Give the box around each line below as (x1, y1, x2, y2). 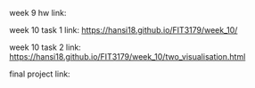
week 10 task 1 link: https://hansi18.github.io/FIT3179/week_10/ (9, 25, 238, 35)
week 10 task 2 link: (9, 42, 82, 52)
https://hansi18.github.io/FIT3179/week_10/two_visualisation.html (9, 52, 246, 61)
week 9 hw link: (9, 8, 67, 18)
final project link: (9, 68, 70, 79)
